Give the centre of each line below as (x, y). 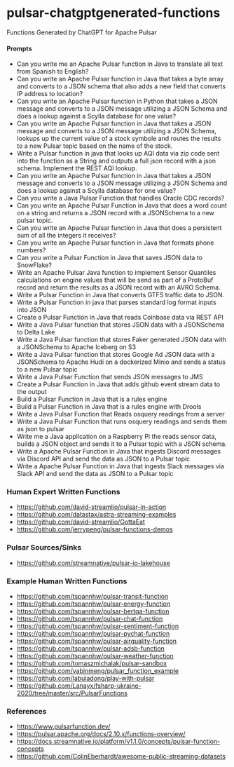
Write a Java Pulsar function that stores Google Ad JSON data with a (116, 355)
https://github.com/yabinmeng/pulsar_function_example (98, 671)
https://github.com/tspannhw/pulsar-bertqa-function (93, 611)
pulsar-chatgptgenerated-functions (113, 13)
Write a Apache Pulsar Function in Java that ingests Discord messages (119, 452)
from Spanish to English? (53, 72)
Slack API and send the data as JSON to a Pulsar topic (95, 474)
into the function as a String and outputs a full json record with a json (116, 161)
